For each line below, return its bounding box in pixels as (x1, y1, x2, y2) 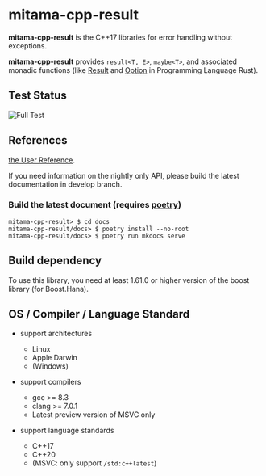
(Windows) (31, 361, 69, 371)
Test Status (8, 89, 67, 103)
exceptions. (8, 40, 47, 50)
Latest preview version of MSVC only (31, 410, 156, 419)
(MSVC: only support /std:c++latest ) (31, 458, 157, 468)
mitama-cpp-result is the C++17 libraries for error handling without (8, 32, 233, 42)
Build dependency (8, 254, 102, 267)
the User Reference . (8, 155, 75, 165)
